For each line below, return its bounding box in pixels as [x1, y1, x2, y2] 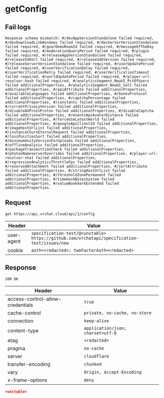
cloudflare [83, 353, 109, 359]
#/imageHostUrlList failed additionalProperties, [5, 126, 108, 130]
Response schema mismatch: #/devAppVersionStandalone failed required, [5, 36, 154, 41]
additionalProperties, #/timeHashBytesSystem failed [5, 177, 115, 182]
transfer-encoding [7, 360, 50, 367]
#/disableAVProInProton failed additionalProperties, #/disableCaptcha [5, 108, 154, 113]
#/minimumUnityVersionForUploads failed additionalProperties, [5, 138, 137, 143]
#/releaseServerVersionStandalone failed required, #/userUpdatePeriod [5, 62, 154, 66]
